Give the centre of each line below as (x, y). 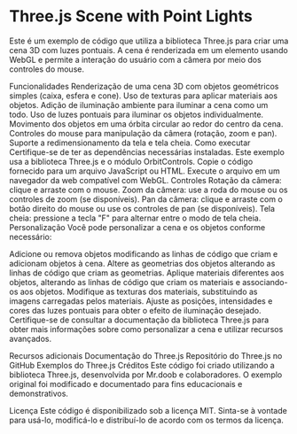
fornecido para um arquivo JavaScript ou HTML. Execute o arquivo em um (145, 171)
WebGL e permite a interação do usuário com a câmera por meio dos (135, 59)
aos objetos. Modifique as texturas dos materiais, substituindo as (139, 291)
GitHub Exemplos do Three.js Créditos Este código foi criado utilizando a (142, 365)
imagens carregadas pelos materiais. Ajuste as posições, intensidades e (141, 301)
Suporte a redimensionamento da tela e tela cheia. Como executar (130, 143)
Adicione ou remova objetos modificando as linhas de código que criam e (144, 253)
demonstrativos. (39, 393)
